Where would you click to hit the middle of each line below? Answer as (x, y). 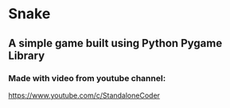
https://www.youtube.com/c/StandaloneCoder (84, 95)
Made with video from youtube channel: (87, 78)
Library (27, 55)
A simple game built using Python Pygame (115, 43)
